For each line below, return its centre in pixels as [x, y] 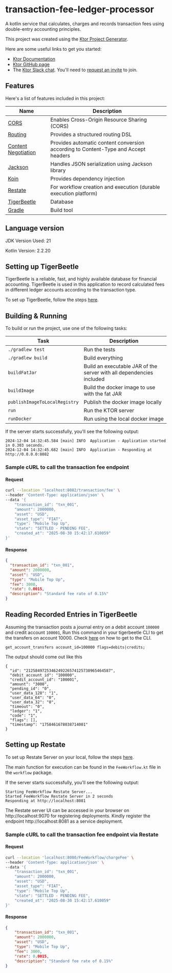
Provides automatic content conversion [98, 143]
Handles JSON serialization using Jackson [101, 164]
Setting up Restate [35, 745]
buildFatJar [23, 373]
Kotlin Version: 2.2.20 [28, 250]
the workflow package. [29, 772]
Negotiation [22, 152]
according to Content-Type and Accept [98, 149]
